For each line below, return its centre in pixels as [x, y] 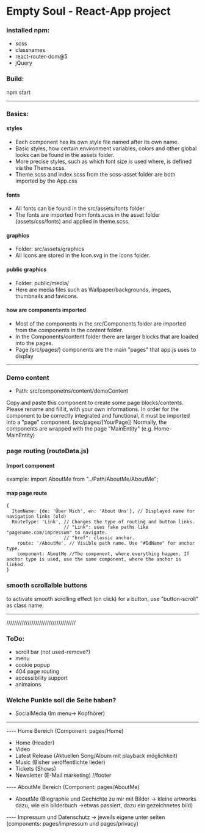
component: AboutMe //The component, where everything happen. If [103, 554]
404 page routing [37, 671]
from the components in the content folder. [69, 330]
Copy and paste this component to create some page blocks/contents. [95, 403]
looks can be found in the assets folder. [65, 155]
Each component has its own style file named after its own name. [97, 142]
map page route [27, 493]
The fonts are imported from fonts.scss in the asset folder [88, 215]
